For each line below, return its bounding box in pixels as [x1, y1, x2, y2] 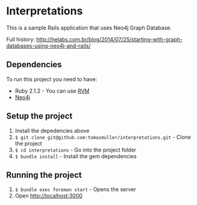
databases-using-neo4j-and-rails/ [6, 42, 91, 49]
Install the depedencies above [14, 127, 90, 134]
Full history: [6, 35, 35, 43]
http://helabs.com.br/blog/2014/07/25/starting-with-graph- [36, 35, 183, 43]
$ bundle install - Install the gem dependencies [14, 152, 137, 160]
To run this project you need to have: [6, 75, 97, 82]
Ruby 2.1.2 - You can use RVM [14, 87, 90, 94]
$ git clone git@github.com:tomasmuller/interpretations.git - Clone [14, 133, 191, 141]
